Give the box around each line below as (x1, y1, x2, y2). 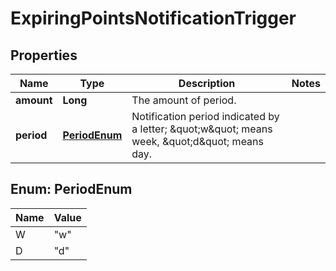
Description (178, 77, 236, 90)
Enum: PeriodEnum (10, 181, 133, 198)
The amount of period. (131, 93, 237, 107)
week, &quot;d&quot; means (131, 135, 264, 148)
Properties (10, 47, 78, 64)
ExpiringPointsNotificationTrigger (10, 7, 297, 30)
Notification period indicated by (131, 110, 280, 123)
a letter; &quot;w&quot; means (131, 122, 273, 136)
